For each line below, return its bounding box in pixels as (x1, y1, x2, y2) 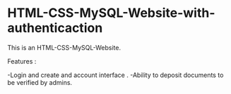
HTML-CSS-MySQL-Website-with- (7, 5, 215, 21)
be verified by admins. (7, 78, 73, 86)
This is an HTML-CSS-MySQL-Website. (7, 43, 122, 52)
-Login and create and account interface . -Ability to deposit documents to (7, 71, 224, 79)
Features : (7, 57, 37, 65)
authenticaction (7, 20, 103, 36)
